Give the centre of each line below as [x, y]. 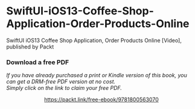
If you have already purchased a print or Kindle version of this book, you [97, 75]
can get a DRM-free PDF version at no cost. [61, 81]
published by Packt [30, 47]
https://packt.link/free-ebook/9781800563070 [101, 99]
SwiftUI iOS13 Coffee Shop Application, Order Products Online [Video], [94, 40]
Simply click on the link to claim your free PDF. [64, 88]
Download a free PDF [38, 62]
